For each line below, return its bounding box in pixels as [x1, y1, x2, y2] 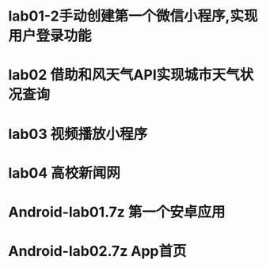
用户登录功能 [8, 27, 93, 45]
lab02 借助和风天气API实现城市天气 [8, 66, 240, 84]
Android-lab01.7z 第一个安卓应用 [8, 203, 226, 221]
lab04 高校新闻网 [8, 164, 120, 182]
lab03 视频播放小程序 [8, 125, 148, 143]
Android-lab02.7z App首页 [8, 243, 188, 261]
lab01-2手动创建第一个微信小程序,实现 [8, 7, 258, 25]
